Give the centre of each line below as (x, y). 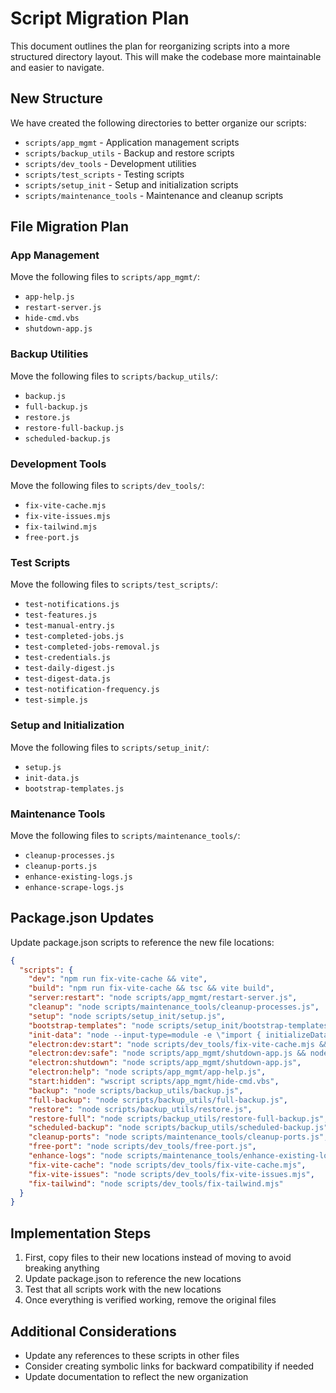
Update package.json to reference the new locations (133, 1279)
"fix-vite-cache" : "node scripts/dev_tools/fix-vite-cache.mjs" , (167, 1165)
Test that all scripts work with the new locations (123, 1289)
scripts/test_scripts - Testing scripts (104, 174)
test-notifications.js (72, 605)
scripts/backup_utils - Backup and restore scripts (129, 153)
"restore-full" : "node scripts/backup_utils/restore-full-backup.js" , (178, 1118)
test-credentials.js (67, 658)
